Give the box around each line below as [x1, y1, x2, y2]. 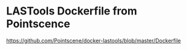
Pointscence [6, 17, 70, 31]
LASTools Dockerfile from [6, 4, 137, 18]
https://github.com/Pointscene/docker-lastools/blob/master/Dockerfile [6, 37, 182, 44]
